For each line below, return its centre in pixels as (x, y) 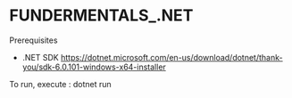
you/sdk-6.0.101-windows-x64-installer (94, 67)
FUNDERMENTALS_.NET (101, 16)
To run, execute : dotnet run (60, 84)
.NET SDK (41, 57)
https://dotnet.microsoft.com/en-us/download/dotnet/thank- (172, 57)
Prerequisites (33, 40)
